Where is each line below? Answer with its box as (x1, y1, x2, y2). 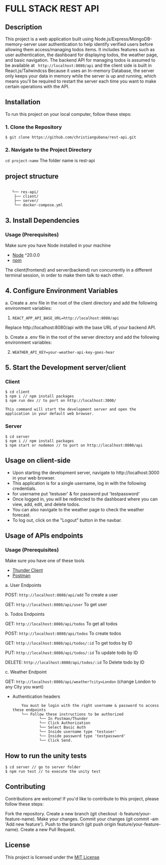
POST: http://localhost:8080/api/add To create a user (5, 592, 118, 598)
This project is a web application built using (5, 36, 94, 42)
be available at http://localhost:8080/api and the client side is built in (5, 63, 152, 68)
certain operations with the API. (5, 84, 69, 90)
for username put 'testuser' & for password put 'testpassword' (12, 490, 140, 496)
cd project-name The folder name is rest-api (5, 158, 95, 164)
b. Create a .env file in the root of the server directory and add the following (5, 334, 160, 340)
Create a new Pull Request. (20, 826, 76, 832)
